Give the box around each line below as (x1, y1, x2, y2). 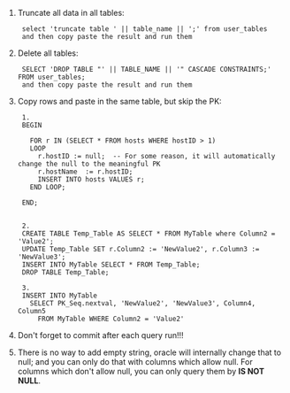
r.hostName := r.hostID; (37, 167, 134, 176)
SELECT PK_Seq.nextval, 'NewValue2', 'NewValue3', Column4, (29, 299, 256, 308)
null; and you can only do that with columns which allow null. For (17, 357, 254, 366)
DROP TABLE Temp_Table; (21, 268, 110, 277)
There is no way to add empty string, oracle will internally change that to (17, 347, 281, 358)
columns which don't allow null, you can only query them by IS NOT (17, 366, 265, 376)
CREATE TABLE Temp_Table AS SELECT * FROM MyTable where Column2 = (21, 229, 276, 238)
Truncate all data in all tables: (17, 8, 126, 18)
